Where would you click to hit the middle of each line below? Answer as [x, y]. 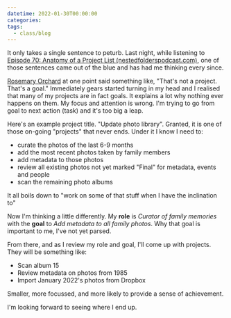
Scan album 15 [38, 266]
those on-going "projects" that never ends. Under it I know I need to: [105, 132]
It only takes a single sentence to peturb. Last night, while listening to [106, 53]
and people [33, 175]
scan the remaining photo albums [65, 182]
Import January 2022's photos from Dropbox [81, 280]
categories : [24, 20]
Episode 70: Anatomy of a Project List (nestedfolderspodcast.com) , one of [113, 61]
